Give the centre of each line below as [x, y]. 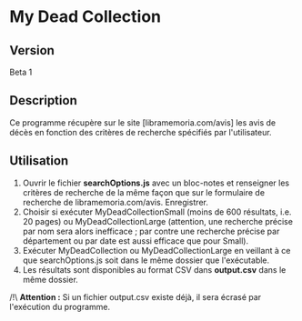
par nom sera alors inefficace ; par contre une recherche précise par [151, 231]
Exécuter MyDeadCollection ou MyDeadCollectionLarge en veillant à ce [156, 250]
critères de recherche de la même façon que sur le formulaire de [144, 192]
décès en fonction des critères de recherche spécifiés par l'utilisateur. [141, 132]
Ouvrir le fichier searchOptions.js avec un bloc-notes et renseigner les [156, 183]
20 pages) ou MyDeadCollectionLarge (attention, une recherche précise [158, 221]
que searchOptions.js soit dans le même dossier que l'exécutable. [146, 260]
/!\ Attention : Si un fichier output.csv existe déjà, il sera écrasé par [136, 296]
